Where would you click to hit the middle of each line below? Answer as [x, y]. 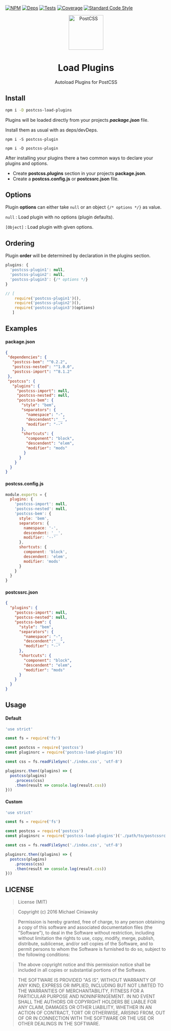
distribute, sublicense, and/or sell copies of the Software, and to [85, 944]
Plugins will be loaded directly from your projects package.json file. [77, 120]
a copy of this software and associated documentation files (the [85, 927]
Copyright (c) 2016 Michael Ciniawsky [58, 912]
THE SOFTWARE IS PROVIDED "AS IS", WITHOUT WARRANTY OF [87, 980]
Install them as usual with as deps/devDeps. [52, 130]
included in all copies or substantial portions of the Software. [82, 970]
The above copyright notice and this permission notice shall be [84, 965]
